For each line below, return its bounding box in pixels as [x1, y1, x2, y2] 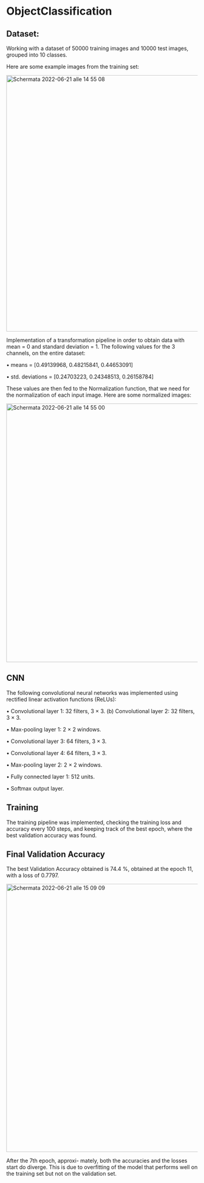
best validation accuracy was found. [6, 831, 97, 839]
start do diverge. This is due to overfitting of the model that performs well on [6, 1163, 198, 1171]
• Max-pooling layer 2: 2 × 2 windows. [6, 761, 103, 769]
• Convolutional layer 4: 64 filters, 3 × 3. [6, 749, 107, 756]
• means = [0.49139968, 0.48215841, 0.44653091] [6, 361, 134, 368]
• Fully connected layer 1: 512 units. [6, 773, 95, 780]
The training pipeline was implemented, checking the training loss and [6, 819, 182, 826]
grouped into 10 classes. [6, 51, 68, 59]
